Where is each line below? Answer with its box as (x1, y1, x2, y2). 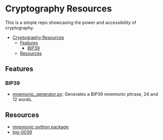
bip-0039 (12, 129, 32, 135)
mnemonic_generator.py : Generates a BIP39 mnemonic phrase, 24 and (12, 91, 159, 97)
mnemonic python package (12, 124, 69, 130)
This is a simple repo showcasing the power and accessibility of (5, 19, 137, 25)
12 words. (12, 96, 32, 102)
